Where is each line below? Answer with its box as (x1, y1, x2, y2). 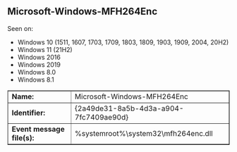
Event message (11, 124, 65, 134)
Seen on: (7, 24, 34, 32)
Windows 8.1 (17, 75, 54, 84)
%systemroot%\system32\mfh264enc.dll (74, 128, 213, 138)
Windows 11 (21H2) (17, 45, 73, 53)
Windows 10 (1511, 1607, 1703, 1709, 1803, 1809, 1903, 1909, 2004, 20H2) (17, 38, 229, 46)
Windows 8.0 (17, 68, 56, 76)
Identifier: (11, 108, 46, 118)
